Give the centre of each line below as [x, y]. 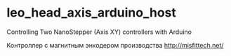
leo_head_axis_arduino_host [91, 13]
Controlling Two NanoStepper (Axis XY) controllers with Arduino [99, 32]
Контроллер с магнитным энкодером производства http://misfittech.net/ [115, 45]
